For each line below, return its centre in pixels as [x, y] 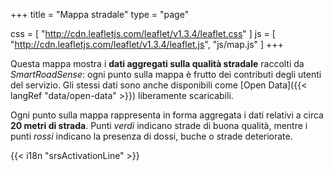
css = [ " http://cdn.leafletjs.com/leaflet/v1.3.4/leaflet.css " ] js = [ [143, 33]
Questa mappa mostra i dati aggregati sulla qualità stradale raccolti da [157, 63]
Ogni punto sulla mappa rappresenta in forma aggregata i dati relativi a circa [167, 115]
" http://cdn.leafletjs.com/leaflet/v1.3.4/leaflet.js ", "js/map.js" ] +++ [147, 44]
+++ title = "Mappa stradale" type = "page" [100, 14]
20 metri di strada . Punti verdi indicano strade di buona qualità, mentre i [159, 125]
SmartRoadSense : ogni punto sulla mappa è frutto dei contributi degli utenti [166, 74]
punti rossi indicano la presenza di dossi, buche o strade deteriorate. [151, 136]
